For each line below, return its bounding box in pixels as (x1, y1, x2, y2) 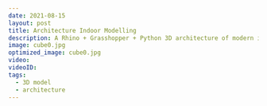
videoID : (8, 64, 37, 72)
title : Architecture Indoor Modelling (8, 26, 137, 34)
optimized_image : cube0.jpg (8, 49, 102, 57)
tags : (8, 71, 26, 79)
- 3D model (15, 78, 52, 86)
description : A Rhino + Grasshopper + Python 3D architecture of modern (8, 33, 254, 42)
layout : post (8, 19, 52, 27)
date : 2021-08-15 (8, 11, 66, 20)
